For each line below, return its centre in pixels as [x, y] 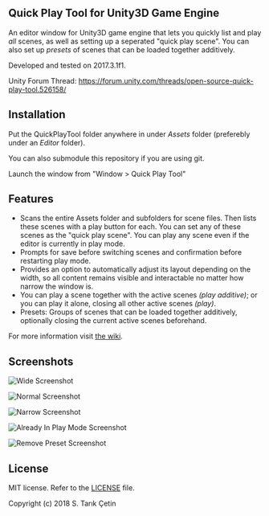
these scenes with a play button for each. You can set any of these [130, 227]
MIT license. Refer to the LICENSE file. [71, 488]
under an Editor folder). [47, 142]
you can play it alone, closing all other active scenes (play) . [118, 304]
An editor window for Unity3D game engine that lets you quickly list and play [135, 32]
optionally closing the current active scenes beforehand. [113, 321]
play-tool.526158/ [37, 89]
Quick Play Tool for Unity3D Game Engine [114, 13]
